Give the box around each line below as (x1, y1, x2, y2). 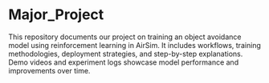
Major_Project (8, 6, 104, 24)
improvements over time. (8, 65, 91, 75)
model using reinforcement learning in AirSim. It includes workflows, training (8, 40, 261, 49)
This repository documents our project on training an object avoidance (8, 32, 242, 41)
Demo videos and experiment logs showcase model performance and (8, 57, 239, 67)
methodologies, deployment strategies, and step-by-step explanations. (8, 49, 243, 58)
